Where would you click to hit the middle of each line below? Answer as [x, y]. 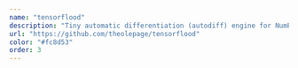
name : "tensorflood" [47, 17]
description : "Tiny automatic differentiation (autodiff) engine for [141, 26]
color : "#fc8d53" [41, 42]
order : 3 [25, 50]
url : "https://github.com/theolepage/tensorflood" [105, 34]
